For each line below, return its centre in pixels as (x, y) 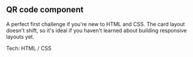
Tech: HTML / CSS (29, 48)
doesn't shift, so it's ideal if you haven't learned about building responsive (96, 30)
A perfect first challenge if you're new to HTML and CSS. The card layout (96, 24)
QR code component (45, 10)
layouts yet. (20, 37)
